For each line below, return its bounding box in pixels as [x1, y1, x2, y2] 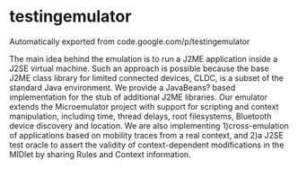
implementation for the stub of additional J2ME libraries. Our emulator [9, 92, 267, 102]
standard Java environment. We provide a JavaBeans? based [9, 82, 236, 93]
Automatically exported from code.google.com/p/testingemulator [9, 36, 250, 47]
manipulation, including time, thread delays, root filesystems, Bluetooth [9, 111, 272, 121]
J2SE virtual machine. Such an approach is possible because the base [9, 63, 269, 74]
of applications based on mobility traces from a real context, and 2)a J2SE [9, 129, 285, 140]
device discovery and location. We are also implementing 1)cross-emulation [9, 120, 289, 131]
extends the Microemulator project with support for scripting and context [9, 101, 279, 111]
